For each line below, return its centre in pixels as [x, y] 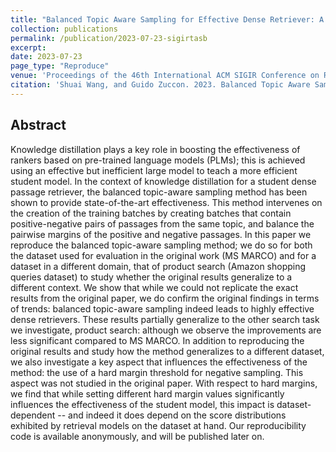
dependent [33, 415]
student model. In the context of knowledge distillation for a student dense [163, 181]
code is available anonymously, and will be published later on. [137, 436]
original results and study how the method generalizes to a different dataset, [167, 351]
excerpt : [28, 47]
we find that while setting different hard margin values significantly [147, 393]
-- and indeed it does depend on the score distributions [172, 415]
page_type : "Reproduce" [60, 66]
